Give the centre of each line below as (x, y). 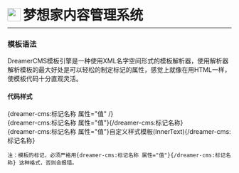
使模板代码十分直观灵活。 (45, 79)
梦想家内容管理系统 (83, 15)
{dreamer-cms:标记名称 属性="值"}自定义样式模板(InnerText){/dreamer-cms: (119, 131)
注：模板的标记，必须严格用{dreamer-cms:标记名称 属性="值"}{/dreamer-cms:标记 (117, 155)
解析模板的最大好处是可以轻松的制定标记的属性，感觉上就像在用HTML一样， (119, 70)
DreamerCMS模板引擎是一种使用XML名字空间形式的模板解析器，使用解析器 (118, 61)
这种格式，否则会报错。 (48, 163)
